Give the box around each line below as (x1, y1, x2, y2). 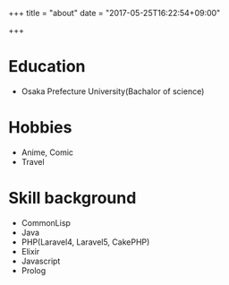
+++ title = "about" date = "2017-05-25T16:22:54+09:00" (8, 8, 221, 18)
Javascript (21, 255, 61, 266)
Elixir (21, 246, 40, 256)
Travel (21, 156, 46, 167)
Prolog (21, 264, 47, 276)
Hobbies (8, 117, 72, 138)
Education (8, 56, 86, 77)
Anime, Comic (21, 147, 73, 158)
